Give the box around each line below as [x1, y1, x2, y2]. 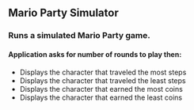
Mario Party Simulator [8, 6, 119, 20]
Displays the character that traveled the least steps [19, 75, 186, 85]
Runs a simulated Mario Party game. [8, 30, 150, 41]
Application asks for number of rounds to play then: [8, 49, 182, 59]
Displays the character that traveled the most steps [19, 67, 187, 77]
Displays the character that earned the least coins [19, 93, 183, 102]
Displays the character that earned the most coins [19, 84, 184, 93]
